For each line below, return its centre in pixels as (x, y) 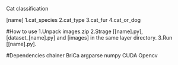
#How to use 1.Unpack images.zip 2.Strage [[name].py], (75, 31)
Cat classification (27, 9)
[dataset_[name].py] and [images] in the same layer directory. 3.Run (89, 38)
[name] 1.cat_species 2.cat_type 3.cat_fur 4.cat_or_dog (74, 20)
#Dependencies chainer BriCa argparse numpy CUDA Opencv (82, 55)
